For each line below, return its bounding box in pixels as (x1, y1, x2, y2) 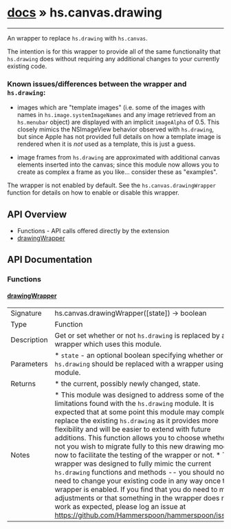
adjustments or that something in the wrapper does (54, 493, 220, 503)
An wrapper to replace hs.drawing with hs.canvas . (7, 34, 148, 42)
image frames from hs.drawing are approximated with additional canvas (16, 153, 220, 162)
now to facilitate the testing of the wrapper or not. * (54, 450, 221, 460)
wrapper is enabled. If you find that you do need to (54, 484, 218, 494)
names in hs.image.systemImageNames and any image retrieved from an (16, 111, 216, 119)
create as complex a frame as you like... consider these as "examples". (16, 168, 218, 176)
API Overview (7, 208, 67, 220)
